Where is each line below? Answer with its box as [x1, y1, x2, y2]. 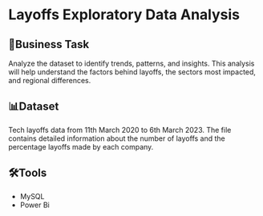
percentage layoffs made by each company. [8, 142, 154, 151]
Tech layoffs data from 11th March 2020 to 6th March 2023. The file [8, 125, 232, 134]
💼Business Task [8, 38, 90, 51]
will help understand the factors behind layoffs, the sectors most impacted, [8, 67, 257, 77]
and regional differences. [8, 76, 91, 85]
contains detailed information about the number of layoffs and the [8, 134, 226, 143]
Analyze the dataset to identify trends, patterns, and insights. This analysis [8, 58, 255, 68]
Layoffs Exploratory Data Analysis [8, 6, 241, 24]
